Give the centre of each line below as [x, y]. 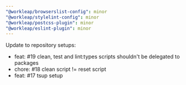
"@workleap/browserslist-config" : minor [57, 12]
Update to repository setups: [41, 45]
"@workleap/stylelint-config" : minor [52, 17]
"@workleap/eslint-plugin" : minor [49, 28]
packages [27, 63]
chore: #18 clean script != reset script [60, 70]
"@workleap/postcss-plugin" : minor [50, 23]
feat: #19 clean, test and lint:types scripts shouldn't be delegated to [97, 56]
